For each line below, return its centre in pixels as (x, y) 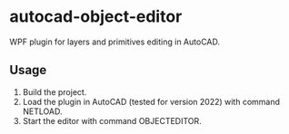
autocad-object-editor (96, 17)
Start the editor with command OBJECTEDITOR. (112, 120)
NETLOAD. (42, 111)
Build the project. (55, 91)
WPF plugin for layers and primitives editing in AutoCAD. (115, 42)
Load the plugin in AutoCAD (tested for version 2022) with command (151, 101)
